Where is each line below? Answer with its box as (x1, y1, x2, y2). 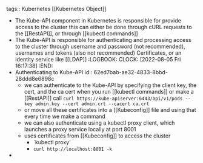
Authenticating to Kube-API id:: (15, 69, 93, 75)
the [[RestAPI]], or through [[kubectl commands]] (15, 30, 138, 37)
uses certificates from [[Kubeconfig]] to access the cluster (24, 132, 171, 139)
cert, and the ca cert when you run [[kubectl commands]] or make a (24, 88, 194, 95)
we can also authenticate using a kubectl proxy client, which (24, 119, 175, 127)
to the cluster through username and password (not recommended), (15, 43, 186, 50)
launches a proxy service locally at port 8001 (24, 126, 136, 133)
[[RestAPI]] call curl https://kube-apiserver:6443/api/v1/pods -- (24, 94, 191, 102)
